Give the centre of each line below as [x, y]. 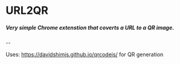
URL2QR [27, 11]
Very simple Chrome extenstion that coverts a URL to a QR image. [90, 27]
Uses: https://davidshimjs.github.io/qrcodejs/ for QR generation [85, 54]
